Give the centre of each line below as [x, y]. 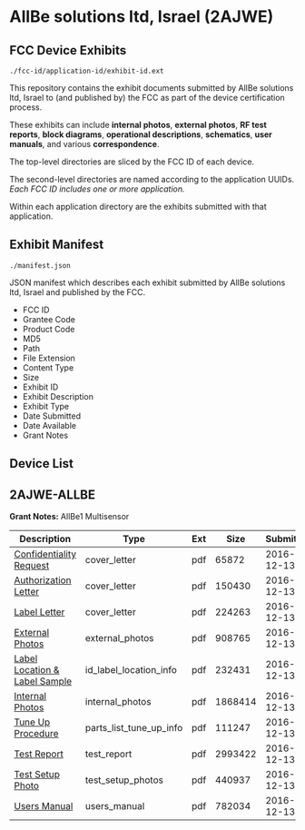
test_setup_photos [124, 780]
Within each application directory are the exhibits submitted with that [138, 207]
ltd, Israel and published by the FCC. [78, 291]
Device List [42, 464]
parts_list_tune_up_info [134, 728]
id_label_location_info [131, 670]
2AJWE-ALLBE [52, 494]
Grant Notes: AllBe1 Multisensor [69, 517]
